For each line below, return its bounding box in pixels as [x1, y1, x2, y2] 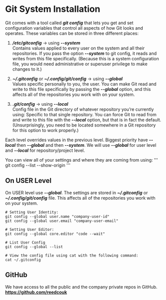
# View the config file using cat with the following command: [5, 253, 139, 258]
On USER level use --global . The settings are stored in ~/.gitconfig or [5, 189, 148, 196]
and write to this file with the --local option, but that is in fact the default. [12, 117, 162, 123]
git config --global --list [5, 244, 63, 249]
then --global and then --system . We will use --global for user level [16, 142, 157, 148]
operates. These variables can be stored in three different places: [5, 30, 139, 36]
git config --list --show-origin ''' [5, 162, 71, 168]
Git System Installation [5, 3, 101, 15]
